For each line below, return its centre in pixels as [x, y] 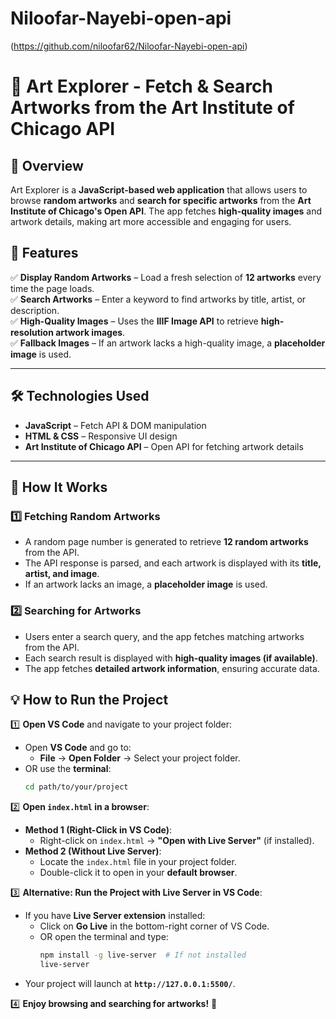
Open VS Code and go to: [78, 748]
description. [35, 310]
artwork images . [90, 332]
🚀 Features [44, 253]
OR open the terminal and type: [104, 937]
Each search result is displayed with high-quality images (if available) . [171, 658]
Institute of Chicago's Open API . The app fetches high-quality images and [166, 211]
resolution [32, 332]
